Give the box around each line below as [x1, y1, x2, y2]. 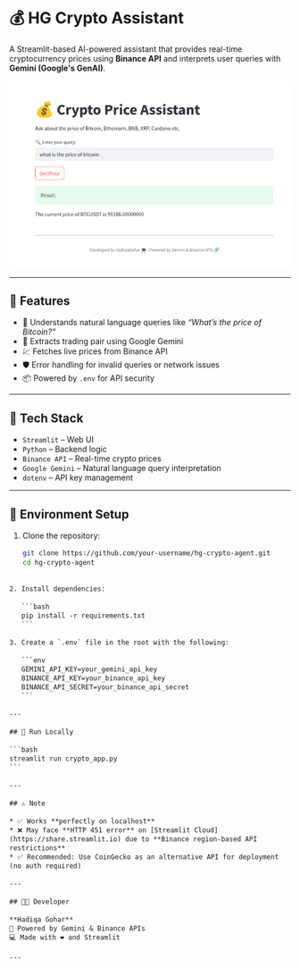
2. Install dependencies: [9, 584, 105, 593]
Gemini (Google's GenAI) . [9, 63, 105, 73]
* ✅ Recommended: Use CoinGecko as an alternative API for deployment [9, 852, 279, 862]
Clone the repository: [21, 530, 101, 541]
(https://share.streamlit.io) [9, 834, 122, 844]
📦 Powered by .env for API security [21, 373, 154, 383]
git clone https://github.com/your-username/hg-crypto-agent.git [21, 548, 271, 558]
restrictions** [9, 843, 66, 853]
